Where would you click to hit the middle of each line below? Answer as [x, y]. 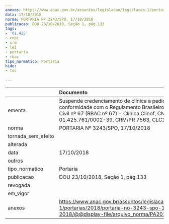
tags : [11, 29]
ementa [17, 110]
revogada [19, 185]
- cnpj [12, 38]
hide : [11, 66]
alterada [18, 144]
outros [16, 161]
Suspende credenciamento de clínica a [105, 101]
